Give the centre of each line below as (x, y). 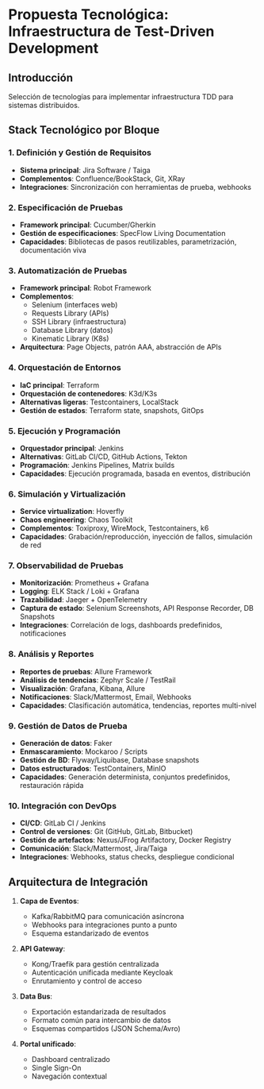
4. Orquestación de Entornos (65, 368)
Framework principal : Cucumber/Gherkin (88, 225)
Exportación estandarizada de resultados (99, 1012)
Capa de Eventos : (49, 901)
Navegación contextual (69, 1076)
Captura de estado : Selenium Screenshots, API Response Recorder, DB (136, 608)
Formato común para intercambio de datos (101, 1020)
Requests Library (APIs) (70, 313)
